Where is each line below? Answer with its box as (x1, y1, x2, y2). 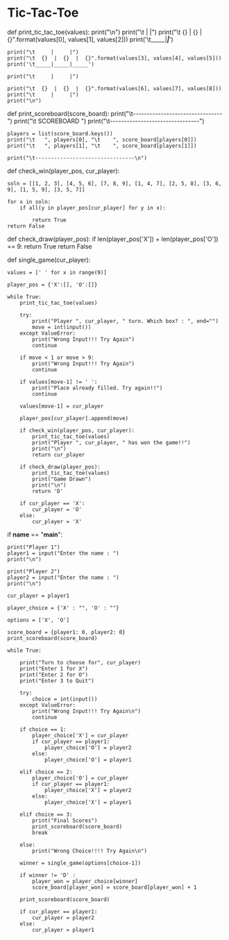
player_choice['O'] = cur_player (32, 774, 129, 782)
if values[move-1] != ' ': (19, 378, 98, 385)
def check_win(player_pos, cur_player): (7, 167, 120, 175)
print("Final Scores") (32, 817, 98, 824)
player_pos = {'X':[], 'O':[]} (7, 281, 98, 288)
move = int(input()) (32, 324, 92, 330)
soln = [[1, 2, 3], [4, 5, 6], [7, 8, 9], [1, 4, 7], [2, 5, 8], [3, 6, (7, 180, 222, 187)
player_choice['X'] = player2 (44, 787, 132, 794)
